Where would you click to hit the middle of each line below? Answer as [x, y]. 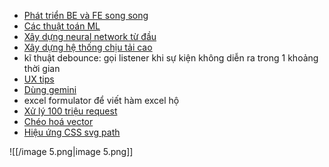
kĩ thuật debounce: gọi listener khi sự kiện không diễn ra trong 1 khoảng [171, 58]
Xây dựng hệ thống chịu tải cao [88, 47]
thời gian [42, 68]
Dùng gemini [50, 89]
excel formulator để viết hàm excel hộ [101, 100]
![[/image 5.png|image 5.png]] [71, 151]
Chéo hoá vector [58, 121]
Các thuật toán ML [62, 26]
